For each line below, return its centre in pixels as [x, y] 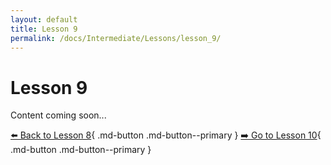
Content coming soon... [58, 115]
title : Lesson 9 [44, 29]
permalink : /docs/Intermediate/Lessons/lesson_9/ [116, 38]
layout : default [44, 19]
